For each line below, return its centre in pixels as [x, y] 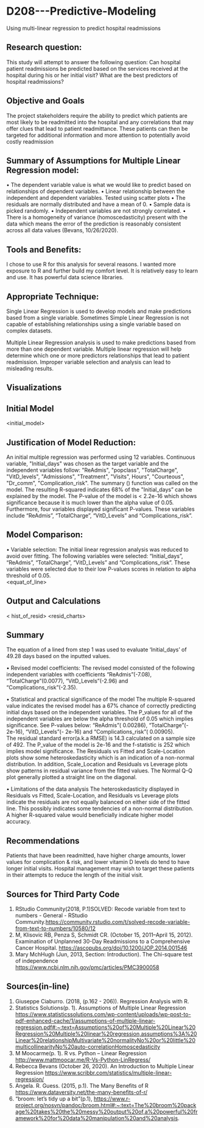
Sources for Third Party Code [63, 894]
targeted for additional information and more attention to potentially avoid [98, 135]
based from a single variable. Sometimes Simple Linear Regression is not [98, 318]
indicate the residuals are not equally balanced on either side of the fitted [98, 802]
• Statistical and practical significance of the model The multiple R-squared [101, 699]
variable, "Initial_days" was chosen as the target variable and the [87, 464]
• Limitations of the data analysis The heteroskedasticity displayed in [93, 789]
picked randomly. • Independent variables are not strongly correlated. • [96, 211]
